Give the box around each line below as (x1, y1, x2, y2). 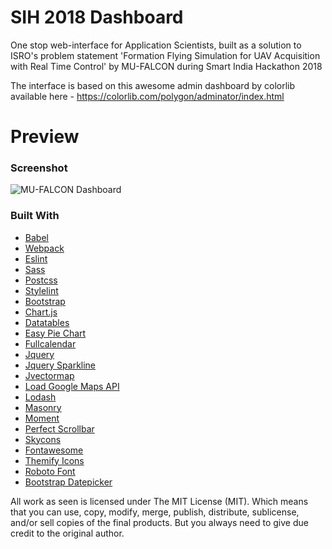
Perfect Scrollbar (24, 422, 95, 435)
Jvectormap (24, 369, 75, 381)
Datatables (24, 316, 70, 328)
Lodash (24, 391, 57, 403)
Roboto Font (24, 465, 76, 477)
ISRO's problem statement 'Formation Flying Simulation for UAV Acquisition (10, 49, 321, 61)
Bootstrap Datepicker (24, 476, 113, 488)
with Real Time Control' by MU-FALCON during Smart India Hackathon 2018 (10, 60, 323, 72)
